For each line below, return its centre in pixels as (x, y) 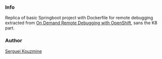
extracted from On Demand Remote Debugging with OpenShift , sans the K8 (81, 23)
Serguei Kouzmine (23, 51)
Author (14, 41)
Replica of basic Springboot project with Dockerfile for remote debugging (79, 18)
